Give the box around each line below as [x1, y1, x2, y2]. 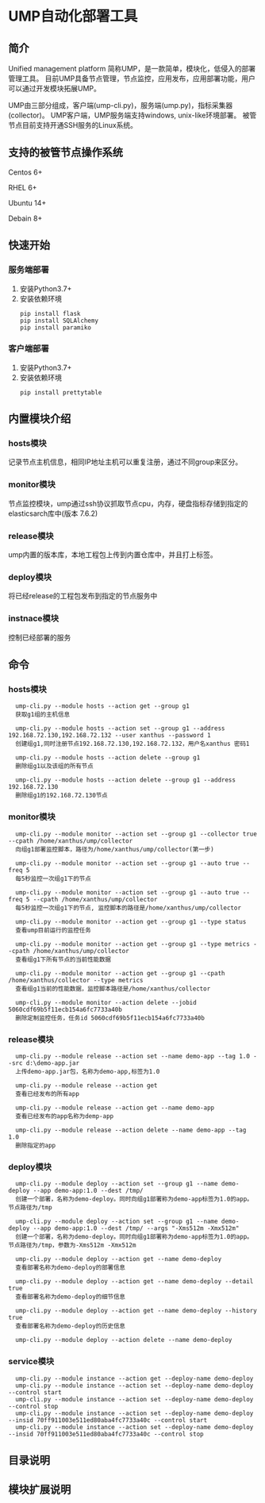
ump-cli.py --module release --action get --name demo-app [15, 1104, 215, 1112]
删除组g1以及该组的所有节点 [15, 763, 94, 771]
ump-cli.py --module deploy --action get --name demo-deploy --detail [15, 1278, 254, 1286]
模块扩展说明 [8, 1483, 71, 1497]
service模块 [8, 1356, 55, 1367]
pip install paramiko [19, 323, 91, 332]
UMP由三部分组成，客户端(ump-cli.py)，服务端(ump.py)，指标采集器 [8, 101, 233, 110]
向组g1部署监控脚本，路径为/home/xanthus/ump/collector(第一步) [15, 845, 214, 853]
